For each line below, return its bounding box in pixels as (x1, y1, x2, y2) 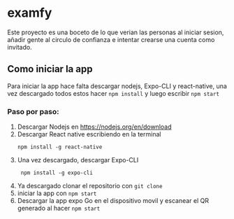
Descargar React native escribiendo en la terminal (17, 130, 161, 139)
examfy (7, 5, 52, 21)
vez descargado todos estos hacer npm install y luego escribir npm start (7, 89, 220, 97)
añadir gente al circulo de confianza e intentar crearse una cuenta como (7, 35, 215, 43)
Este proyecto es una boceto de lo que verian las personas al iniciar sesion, (7, 28, 224, 36)
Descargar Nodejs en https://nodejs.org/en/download (17, 122, 172, 131)
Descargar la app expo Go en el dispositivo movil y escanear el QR (17, 197, 210, 205)
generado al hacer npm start (17, 204, 101, 213)
